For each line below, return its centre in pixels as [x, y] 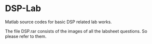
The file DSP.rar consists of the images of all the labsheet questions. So [76, 31]
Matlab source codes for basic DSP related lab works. [58, 22]
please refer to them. [26, 36]
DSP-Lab [23, 8]
